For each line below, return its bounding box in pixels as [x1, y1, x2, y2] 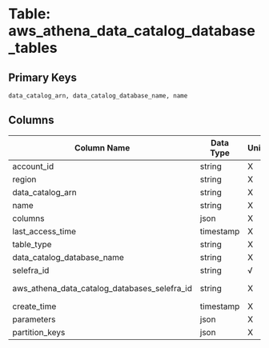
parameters [12, 314, 56, 325]
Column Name [74, 142, 130, 153]
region [12, 174, 37, 185]
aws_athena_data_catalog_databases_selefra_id [12, 282, 193, 294]
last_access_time [12, 226, 77, 237]
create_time [12, 301, 57, 312]
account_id [12, 161, 54, 172]
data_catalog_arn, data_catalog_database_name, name [8, 92, 188, 100]
